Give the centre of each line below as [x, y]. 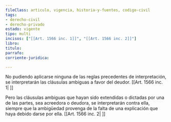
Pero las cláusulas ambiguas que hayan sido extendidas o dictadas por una [85, 97]
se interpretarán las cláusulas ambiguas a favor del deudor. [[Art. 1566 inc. [84, 82]
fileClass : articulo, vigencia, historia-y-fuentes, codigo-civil [78, 10]
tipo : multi [18, 34]
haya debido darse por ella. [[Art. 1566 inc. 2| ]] [55, 114]
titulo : [14, 48]
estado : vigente [23, 29]
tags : [11, 15]
